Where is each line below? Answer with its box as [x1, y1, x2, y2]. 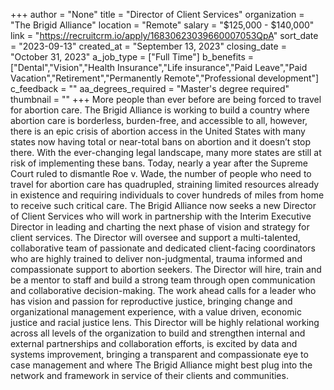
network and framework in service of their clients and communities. [10, 370, 289, 381]
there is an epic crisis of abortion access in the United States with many [10, 125, 306, 137]
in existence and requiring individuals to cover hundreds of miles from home [10, 189, 325, 201]
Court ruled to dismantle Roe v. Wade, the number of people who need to [10, 168, 312, 179]
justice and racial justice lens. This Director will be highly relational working [10, 317, 320, 328]
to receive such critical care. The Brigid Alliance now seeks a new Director [10, 200, 317, 211]
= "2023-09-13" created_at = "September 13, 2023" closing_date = [10, 40, 287, 52]
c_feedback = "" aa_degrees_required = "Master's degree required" [10, 83, 290, 94]
